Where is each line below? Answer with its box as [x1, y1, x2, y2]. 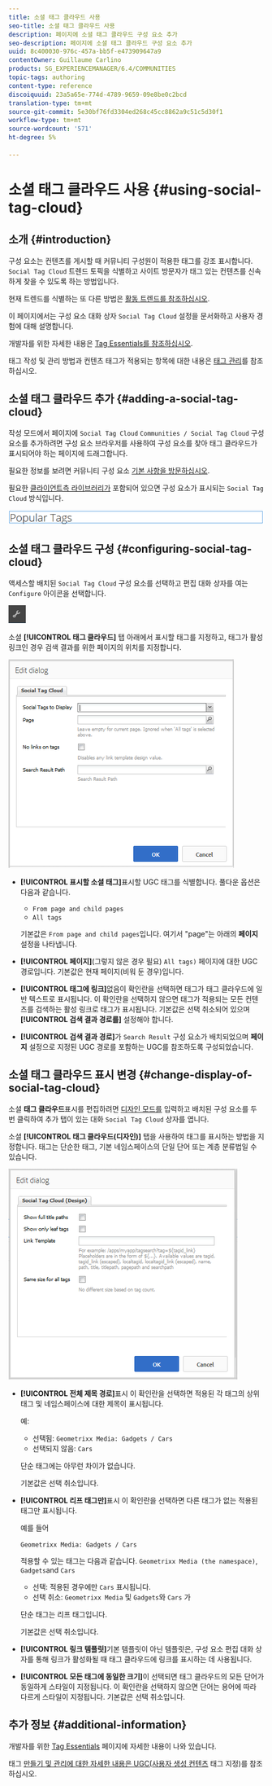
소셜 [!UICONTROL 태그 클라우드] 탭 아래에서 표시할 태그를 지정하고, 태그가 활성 [8, 632, 264, 642]
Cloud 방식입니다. [8, 493, 64, 502]
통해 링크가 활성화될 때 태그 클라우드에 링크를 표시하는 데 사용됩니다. [35, 1654, 253, 1664]
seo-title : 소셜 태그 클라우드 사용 [8, 21, 115, 30]
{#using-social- [153, 180, 262, 199]
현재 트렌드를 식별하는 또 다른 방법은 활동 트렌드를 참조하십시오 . [8, 293, 210, 303]
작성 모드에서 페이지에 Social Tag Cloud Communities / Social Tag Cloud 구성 [8, 428, 265, 437]
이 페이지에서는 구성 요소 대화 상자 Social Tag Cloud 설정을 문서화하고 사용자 [8, 310, 255, 321]
